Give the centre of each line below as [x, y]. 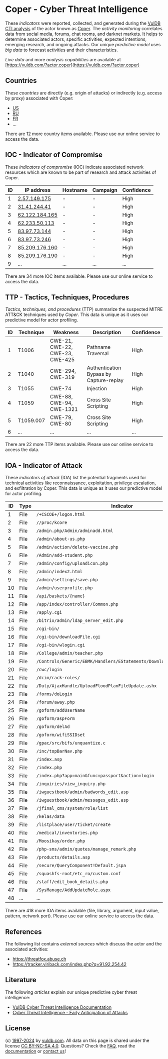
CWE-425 [62, 360]
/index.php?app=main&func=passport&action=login [95, 776]
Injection [97, 389]
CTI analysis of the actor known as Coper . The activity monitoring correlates [84, 28]
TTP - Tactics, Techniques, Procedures [67, 297]
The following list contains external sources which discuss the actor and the [83, 944]
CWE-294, [63, 371]
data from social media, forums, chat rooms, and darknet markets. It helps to [84, 34]
